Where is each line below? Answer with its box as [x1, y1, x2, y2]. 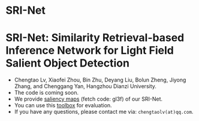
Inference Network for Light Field [5, 44, 174, 58]
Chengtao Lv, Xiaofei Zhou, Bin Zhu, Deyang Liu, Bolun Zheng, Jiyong [14, 76, 186, 84]
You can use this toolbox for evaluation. [14, 102, 112, 109]
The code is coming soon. [14, 89, 79, 96]
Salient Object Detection [5, 56, 130, 70]
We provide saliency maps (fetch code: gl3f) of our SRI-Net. [14, 95, 163, 102]
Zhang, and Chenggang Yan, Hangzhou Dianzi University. [14, 83, 157, 90]
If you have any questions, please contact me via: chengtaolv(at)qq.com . [14, 108, 194, 116]
